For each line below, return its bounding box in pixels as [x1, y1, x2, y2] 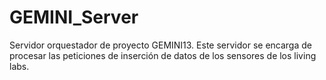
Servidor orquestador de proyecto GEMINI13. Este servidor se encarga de [9, 39, 312, 51]
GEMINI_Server [9, 6, 139, 29]
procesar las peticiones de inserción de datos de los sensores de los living [9, 49, 317, 61]
